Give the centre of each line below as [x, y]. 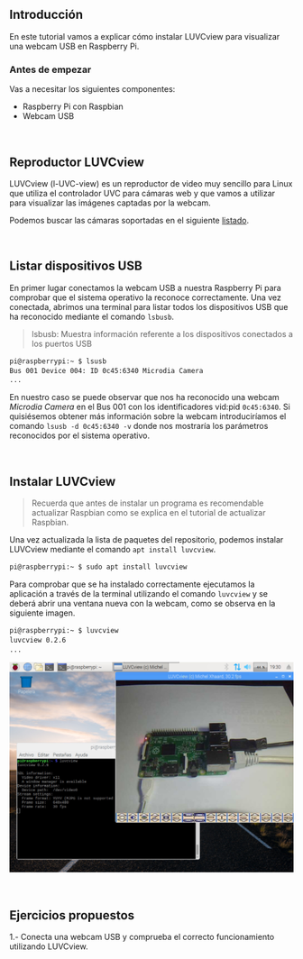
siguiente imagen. [42, 613]
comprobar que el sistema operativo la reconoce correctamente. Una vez [146, 297]
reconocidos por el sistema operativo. [80, 435]
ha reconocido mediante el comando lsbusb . [92, 316]
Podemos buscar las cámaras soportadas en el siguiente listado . [129, 220]
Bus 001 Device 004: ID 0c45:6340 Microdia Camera [106, 370]
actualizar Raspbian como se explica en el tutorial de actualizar [148, 513]
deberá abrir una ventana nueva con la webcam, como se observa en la [142, 604]
